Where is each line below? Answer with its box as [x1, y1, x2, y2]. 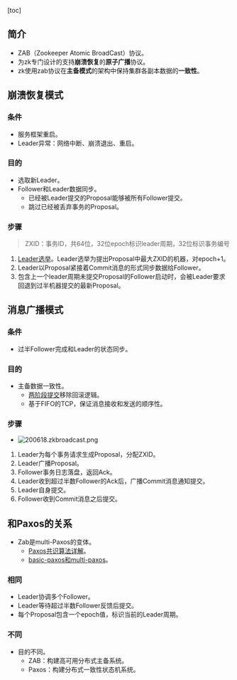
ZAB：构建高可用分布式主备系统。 [28, 656, 128, 664]
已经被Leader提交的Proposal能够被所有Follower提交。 [28, 193, 187, 202]
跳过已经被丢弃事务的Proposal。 [28, 202, 123, 211]
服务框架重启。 [17, 129, 62, 138]
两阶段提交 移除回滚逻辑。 [28, 391, 104, 399]
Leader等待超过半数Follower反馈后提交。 [17, 601, 138, 610]
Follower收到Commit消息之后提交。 [17, 494, 122, 504]
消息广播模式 [7, 304, 64, 316]
